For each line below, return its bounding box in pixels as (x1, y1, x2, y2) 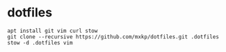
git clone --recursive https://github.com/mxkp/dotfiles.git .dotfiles (7, 33, 219, 40)
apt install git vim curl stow (7, 27, 98, 34)
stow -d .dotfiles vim (7, 39, 73, 46)
